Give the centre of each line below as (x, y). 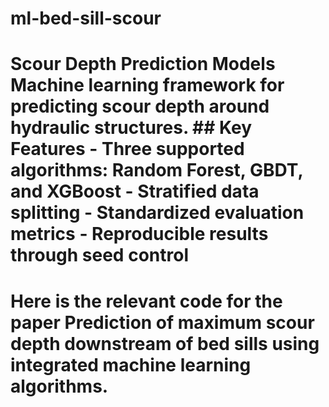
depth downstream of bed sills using (165, 343)
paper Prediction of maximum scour (162, 322)
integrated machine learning (131, 364)
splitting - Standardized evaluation (157, 213)
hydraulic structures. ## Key (131, 128)
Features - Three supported (127, 149)
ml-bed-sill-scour (86, 18)
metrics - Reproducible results (139, 234)
